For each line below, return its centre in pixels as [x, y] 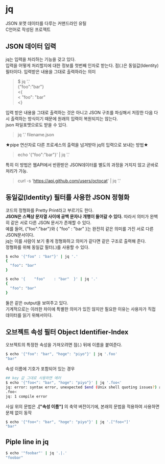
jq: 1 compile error [27, 396]
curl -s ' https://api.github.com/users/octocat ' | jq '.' [69, 181]
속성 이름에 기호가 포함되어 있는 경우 [40, 369]
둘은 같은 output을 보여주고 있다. [37, 303]
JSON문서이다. [20, 235]
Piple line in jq [27, 442]
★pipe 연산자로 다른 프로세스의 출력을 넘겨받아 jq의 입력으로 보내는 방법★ [77, 145]
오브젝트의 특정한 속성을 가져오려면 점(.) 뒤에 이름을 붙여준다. [64, 345]
